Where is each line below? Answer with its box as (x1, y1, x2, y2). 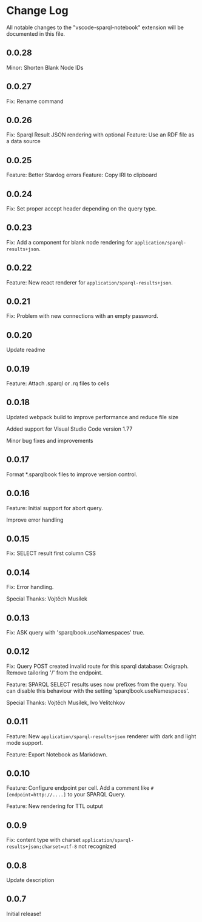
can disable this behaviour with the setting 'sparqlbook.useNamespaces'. (6, 687, 189, 695)
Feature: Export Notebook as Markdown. (6, 750, 108, 758)
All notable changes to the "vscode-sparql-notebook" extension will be (6, 24, 184, 31)
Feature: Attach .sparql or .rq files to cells (6, 380, 110, 387)
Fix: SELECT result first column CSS (6, 550, 96, 557)
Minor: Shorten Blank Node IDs (6, 64, 84, 71)
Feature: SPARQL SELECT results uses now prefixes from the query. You (6, 681, 187, 688)
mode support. (6, 739, 44, 746)
